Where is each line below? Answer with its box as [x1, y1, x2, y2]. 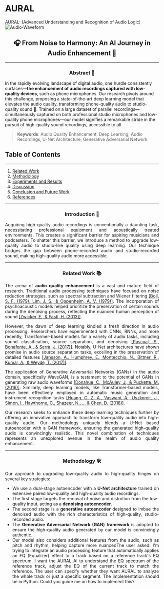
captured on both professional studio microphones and [36, 112, 147, 118]
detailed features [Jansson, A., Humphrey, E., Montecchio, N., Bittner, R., [5, 354, 159, 360]
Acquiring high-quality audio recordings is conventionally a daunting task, [5, 222, 159, 228]
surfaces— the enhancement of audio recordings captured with [5, 86, 135, 92]
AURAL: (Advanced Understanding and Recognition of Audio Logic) [5, 19, 141, 25]
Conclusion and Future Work [12, 189, 70, 195]
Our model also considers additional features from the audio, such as [12, 537, 159, 543]
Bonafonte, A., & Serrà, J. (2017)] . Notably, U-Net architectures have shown [5, 344, 159, 350]
